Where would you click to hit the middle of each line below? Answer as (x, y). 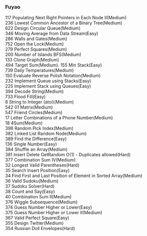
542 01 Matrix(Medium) (29, 107)
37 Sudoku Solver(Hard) (30, 186)
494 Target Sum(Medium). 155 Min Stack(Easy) (54, 65)
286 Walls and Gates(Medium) (36, 39)
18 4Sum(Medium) (24, 123)
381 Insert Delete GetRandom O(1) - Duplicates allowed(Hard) (68, 155)
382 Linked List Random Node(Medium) (46, 134)
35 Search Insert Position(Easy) (37, 171)
